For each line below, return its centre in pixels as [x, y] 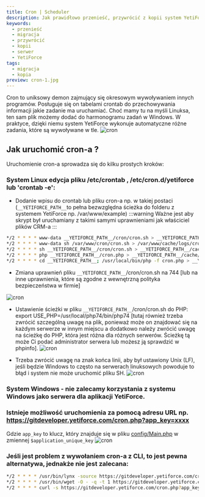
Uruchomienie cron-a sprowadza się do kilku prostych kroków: [85, 164]
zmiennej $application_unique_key [50, 440]
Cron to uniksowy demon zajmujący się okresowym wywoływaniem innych [100, 98]
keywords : [19, 23]
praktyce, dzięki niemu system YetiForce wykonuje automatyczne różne [97, 123]
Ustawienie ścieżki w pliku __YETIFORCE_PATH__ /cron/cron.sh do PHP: [102, 309]
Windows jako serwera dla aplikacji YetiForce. [76, 396]
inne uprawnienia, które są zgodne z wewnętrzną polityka [88, 279]
